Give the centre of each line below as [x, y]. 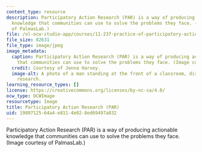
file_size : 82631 [28, 40]
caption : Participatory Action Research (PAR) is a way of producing [100, 57]
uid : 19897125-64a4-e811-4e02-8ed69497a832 [62, 113]
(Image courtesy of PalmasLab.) [46, 143]
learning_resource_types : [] [43, 85]
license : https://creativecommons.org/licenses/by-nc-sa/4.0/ [86, 90]
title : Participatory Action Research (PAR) [63, 107]
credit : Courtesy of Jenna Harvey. [56, 68]
